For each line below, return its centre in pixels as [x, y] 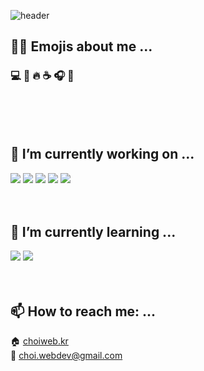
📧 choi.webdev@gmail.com [66, 356]
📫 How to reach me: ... [83, 311]
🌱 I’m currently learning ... [93, 231]
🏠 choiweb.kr [39, 341]
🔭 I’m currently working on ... [102, 154]
